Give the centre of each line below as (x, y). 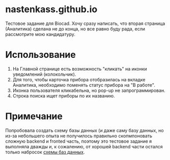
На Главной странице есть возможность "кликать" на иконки (80, 69)
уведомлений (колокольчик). (44, 74)
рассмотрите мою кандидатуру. (40, 34)
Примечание (34, 117)
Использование (41, 55)
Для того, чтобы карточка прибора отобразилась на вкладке (79, 79)
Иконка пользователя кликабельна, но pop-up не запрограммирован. (89, 90)
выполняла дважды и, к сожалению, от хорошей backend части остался (84, 146)
